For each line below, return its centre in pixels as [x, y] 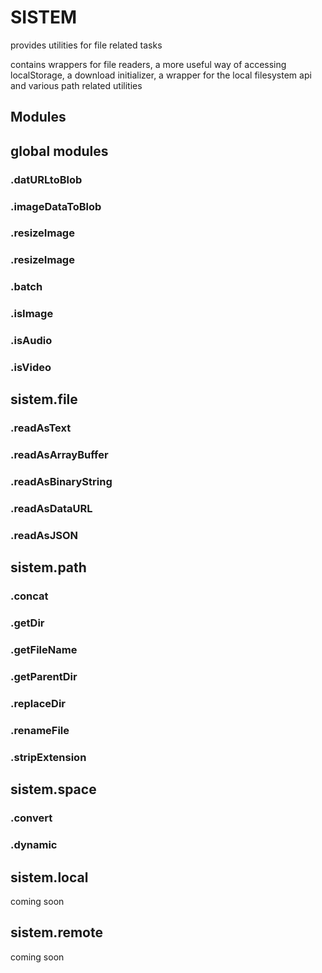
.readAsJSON [44, 536]
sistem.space [53, 789]
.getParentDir [44, 677]
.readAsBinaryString [61, 482]
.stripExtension [48, 757]
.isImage [32, 314]
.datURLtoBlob [46, 179]
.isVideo [31, 368]
